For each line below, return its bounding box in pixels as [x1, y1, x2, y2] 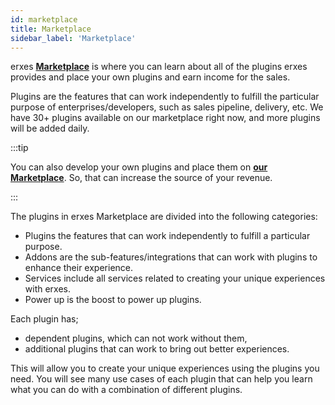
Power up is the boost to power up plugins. [24, 294, 202, 306]
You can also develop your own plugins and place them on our [10, 161, 268, 173]
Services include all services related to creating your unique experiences [24, 272, 326, 285]
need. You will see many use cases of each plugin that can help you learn [10, 373, 313, 385]
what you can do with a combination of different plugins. [10, 384, 243, 396]
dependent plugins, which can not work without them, [24, 332, 248, 345]
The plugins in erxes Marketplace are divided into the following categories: [10, 211, 318, 223]
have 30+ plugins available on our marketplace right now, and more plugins [10, 112, 321, 124]
